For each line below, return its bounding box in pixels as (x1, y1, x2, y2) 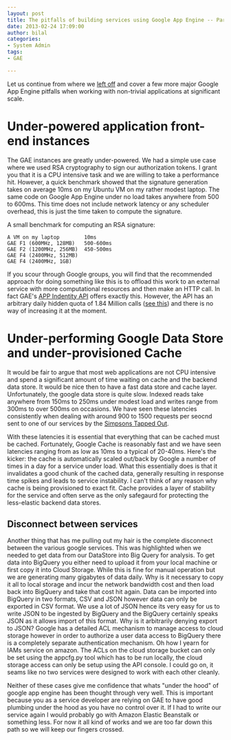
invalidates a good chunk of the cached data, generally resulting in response (7, 469, 224, 477)
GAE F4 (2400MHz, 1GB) (7, 257, 72, 265)
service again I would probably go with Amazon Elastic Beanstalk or (7, 710, 199, 719)
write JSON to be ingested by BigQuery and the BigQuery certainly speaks (7, 610, 219, 618)
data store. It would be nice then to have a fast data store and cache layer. (7, 383, 217, 391)
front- (170, 118, 206, 134)
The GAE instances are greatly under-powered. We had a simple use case (7, 156, 217, 164)
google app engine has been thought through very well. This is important (7, 689, 214, 697)
